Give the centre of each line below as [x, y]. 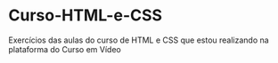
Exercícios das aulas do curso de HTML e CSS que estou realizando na [139, 40]
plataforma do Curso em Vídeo [65, 49]
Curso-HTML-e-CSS [85, 16]
